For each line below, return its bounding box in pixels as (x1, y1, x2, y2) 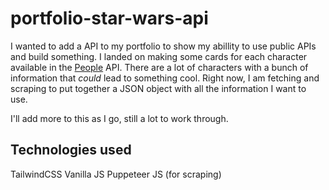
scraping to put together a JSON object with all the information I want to (10, 82, 307, 94)
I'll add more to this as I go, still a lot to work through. (10, 112, 229, 124)
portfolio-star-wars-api (10, 7, 209, 30)
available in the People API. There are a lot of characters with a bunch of (10, 61, 309, 73)
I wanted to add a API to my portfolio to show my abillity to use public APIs (10, 40, 317, 52)
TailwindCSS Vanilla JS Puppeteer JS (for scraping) (10, 168, 222, 180)
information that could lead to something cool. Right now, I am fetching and (10, 72, 320, 84)
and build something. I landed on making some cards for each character (10, 50, 308, 62)
